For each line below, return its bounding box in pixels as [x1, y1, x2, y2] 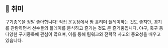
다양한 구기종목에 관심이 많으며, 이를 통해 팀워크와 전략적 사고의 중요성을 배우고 [5, 31, 161, 37]
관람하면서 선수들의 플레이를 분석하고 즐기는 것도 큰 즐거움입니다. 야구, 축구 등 [10, 25, 163, 31]
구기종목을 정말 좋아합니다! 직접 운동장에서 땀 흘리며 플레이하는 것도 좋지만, [5, 19, 153, 25]
